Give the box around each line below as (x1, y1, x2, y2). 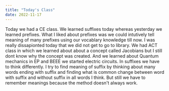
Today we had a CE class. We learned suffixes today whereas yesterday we (5, 26, 162, 32)
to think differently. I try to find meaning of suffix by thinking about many (5, 64, 155, 70)
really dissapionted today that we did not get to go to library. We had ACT (5, 42, 158, 48)
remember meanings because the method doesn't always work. (5, 79, 138, 86)
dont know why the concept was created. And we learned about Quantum (5, 53, 159, 59)
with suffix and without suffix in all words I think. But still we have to (5, 74, 146, 80)
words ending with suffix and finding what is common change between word (5, 69, 164, 75)
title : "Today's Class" (5, 7, 55, 13)
